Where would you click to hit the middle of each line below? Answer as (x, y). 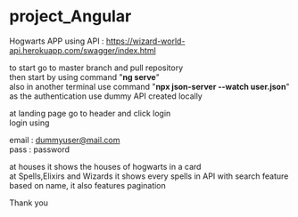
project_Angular (70, 16)
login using (29, 123)
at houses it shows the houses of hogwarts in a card (105, 166)
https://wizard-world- (145, 41)
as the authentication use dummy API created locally (106, 96)
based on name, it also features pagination (88, 185)
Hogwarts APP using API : (57, 41)
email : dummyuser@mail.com (65, 140)
